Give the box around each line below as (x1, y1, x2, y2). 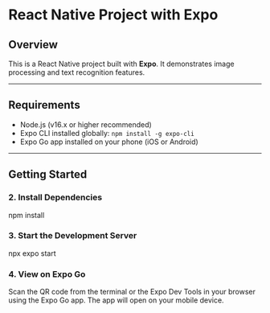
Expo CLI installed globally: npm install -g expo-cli (19, 128, 194, 138)
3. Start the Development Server (8, 230, 137, 241)
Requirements (8, 98, 80, 112)
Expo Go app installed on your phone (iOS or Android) (19, 137, 198, 146)
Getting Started (8, 167, 88, 182)
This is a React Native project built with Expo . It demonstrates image (8, 59, 235, 68)
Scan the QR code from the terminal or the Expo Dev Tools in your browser (8, 287, 256, 297)
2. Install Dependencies (8, 192, 103, 203)
